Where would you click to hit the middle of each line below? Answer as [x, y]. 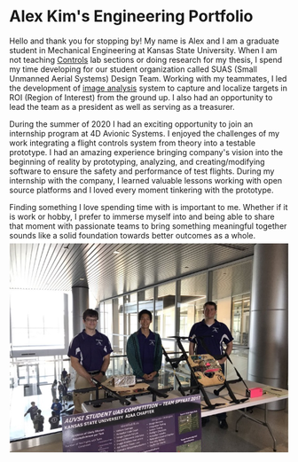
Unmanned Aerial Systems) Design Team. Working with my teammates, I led [148, 78]
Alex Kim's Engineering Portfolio [131, 16]
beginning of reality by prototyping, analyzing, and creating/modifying [137, 161]
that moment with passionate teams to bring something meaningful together [148, 226]
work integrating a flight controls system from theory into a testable [132, 143]
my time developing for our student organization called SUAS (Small [133, 69]
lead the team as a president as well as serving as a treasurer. [122, 106]
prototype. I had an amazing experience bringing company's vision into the [146, 152]
